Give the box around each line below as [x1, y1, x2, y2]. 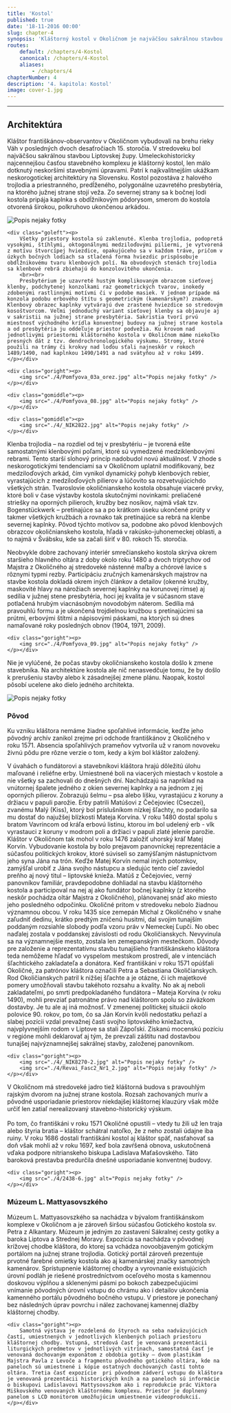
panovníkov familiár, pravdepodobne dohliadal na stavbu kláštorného [7, 879, 203, 887]
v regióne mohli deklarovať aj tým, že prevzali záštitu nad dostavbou [7, 1032, 201, 1040]
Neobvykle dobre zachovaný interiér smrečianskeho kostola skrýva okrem [7, 548, 217, 556]
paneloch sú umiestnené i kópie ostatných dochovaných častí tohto [7, 1363, 205, 1370]
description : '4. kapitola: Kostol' [7, 80, 112, 87]
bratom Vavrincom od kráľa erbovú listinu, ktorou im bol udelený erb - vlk [7, 820, 215, 829]
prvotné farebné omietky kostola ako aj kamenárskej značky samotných [7, 1256, 210, 1265]
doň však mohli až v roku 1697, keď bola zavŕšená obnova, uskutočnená [7, 1141, 211, 1150]
